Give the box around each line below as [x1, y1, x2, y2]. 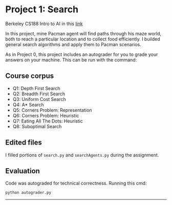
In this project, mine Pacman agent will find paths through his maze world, [5, 30, 162, 36]
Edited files [5, 138, 42, 147]
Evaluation [5, 167, 40, 175]
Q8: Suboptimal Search [12, 123, 62, 129]
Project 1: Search [5, 4, 78, 15]
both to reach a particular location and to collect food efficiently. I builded [5, 36, 160, 42]
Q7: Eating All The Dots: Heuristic [12, 118, 83, 124]
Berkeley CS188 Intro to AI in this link [5, 20, 83, 27]
